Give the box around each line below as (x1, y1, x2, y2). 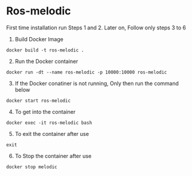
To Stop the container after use (14, 152, 92, 159)
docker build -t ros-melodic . (6, 47, 84, 53)
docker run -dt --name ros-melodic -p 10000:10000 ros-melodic (6, 69, 167, 75)
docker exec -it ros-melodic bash (6, 120, 93, 126)
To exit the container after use (14, 130, 89, 137)
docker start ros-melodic (6, 98, 71, 104)
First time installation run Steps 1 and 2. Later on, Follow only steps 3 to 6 (6, 24, 187, 31)
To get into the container (14, 108, 76, 115)
